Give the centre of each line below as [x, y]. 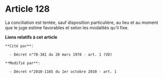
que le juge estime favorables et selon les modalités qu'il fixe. [67, 27]
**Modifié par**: [23, 63]
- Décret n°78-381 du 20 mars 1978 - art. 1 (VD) [61, 55]
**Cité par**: [20, 46]
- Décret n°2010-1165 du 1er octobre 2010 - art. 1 [63, 72]
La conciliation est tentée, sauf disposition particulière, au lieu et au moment [82, 22]
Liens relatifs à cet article [31, 37]
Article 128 [28, 9]
